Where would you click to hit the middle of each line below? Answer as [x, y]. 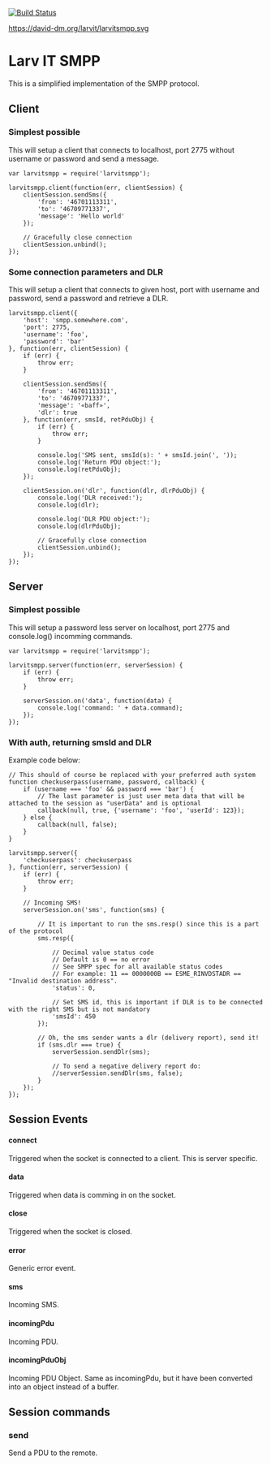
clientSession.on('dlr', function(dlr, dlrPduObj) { [114, 490]
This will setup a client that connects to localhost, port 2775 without [122, 149]
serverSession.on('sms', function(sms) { [94, 909]
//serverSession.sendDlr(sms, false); [117, 1073]
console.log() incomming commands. [71, 636]
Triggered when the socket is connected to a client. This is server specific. [133, 1158]
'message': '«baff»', [74, 405]
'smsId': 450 [73, 1016]
